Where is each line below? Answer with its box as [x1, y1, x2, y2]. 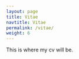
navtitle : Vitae [6, 19, 46, 25]
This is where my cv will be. [6, 46, 74, 53]
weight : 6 [6, 30, 31, 36]
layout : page [6, 8, 38, 15]
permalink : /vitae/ [6, 25, 54, 31]
